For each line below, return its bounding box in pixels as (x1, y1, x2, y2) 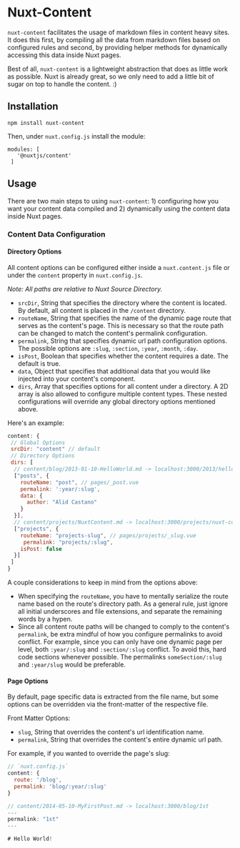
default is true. (17, 359, 61, 368)
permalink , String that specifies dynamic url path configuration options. (17, 336, 227, 345)
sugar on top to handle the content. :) (7, 79, 117, 88)
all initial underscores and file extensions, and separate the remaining (17, 607, 223, 616)
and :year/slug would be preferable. (17, 660, 126, 669)
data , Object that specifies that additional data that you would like (17, 366, 211, 375)
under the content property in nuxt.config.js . (7, 271, 143, 279)
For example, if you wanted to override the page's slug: (7, 749, 170, 758)
